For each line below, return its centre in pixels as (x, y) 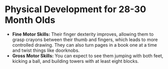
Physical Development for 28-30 (76, 9)
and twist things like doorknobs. (46, 50)
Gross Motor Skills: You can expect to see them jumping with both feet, (88, 56)
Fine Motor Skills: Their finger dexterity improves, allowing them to (83, 34)
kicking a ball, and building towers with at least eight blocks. (75, 61)
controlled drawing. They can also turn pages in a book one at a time (85, 45)
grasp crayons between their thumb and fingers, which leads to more (85, 40)
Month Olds (30, 20)
